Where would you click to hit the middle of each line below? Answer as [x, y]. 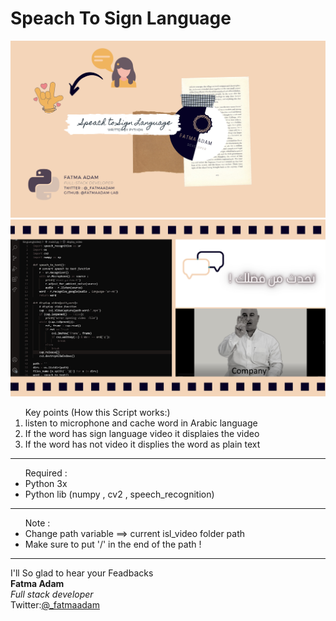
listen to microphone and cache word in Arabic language [141, 423]
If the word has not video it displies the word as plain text [142, 444]
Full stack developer [52, 594]
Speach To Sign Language [121, 18]
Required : [46, 473]
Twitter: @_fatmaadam [55, 604]
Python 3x [46, 483]
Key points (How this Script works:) [97, 412]
